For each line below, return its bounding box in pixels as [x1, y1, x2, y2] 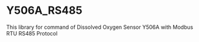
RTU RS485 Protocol [6, 29, 58, 37]
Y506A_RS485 [6, 4, 83, 17]
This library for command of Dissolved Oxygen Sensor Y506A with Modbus [6, 23, 194, 31]
